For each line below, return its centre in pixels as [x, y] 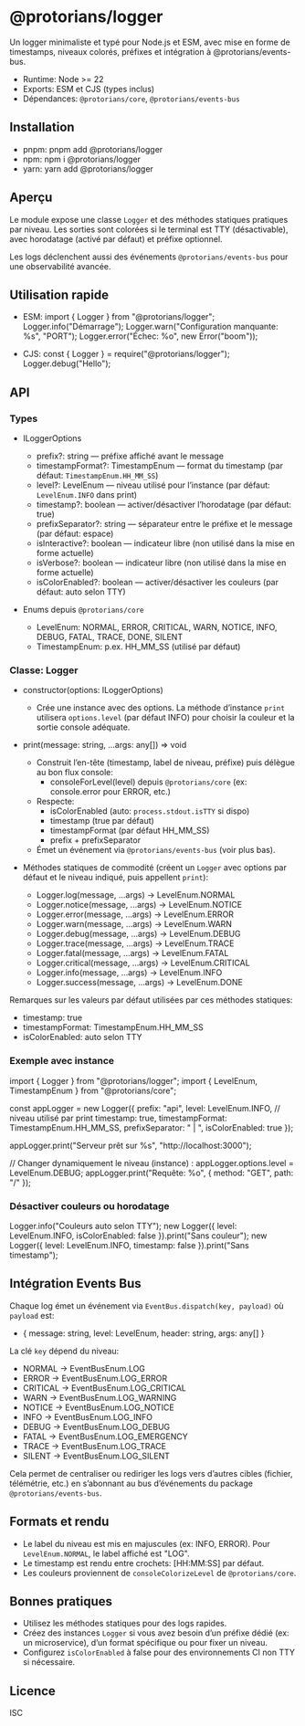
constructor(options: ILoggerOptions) [93, 690]
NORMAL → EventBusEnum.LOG [84, 1368]
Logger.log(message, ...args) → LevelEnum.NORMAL [136, 895]
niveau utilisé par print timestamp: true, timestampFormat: [118, 1118]
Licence [33, 1691]
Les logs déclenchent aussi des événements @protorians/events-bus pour [149, 257]
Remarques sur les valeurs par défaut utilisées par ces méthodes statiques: [151, 1000]
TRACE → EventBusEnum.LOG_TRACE [95, 1446]
